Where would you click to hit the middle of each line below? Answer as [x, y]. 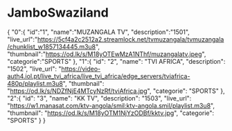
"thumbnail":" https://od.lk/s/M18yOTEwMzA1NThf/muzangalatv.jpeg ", [107, 54]
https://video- [81, 69]
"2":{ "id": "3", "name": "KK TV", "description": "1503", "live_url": [99, 98]
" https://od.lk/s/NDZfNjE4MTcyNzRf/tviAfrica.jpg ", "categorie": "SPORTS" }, [116, 91]
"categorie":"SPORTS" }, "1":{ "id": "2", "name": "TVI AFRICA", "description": [116, 61]
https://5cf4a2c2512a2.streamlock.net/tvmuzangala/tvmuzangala [131, 39]
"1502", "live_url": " [34, 69]
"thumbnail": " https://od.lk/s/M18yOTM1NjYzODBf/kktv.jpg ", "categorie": [111, 113]
